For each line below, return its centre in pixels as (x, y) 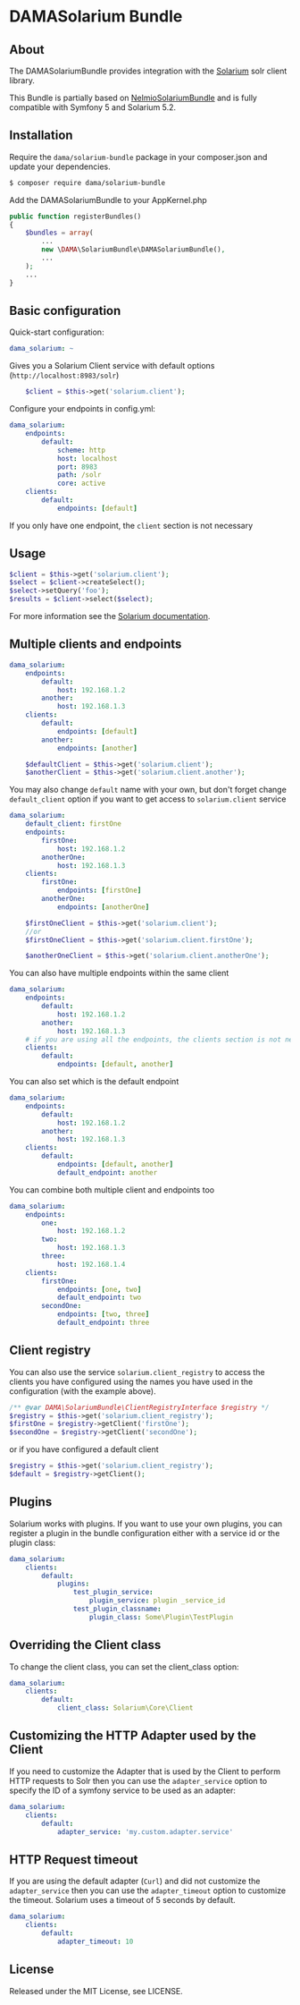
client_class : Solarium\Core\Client (125, 1708)
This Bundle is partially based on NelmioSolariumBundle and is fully (133, 98)
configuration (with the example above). (83, 1391)
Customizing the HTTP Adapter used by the (133, 1736)
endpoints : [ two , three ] (103, 1314)
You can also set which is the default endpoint (94, 1081)
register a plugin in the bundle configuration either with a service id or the (145, 1533)
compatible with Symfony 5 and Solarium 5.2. (93, 107)
